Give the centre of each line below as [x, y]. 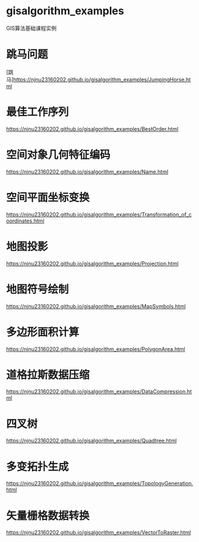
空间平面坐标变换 [48, 197]
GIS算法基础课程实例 [31, 28]
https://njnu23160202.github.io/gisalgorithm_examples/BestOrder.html [92, 129]
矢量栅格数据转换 [48, 516]
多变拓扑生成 [38, 467]
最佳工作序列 [38, 112]
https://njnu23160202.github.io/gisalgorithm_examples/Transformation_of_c [99, 214]
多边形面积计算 [43, 332]
